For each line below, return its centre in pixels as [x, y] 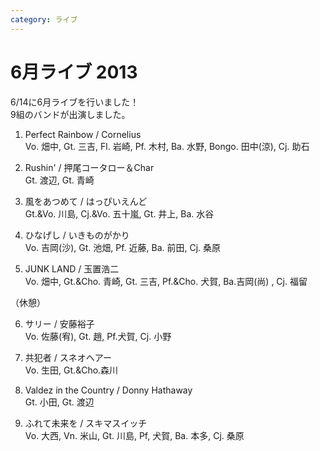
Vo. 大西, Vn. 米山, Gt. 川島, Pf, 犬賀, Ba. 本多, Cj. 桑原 [134, 435]
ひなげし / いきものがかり [77, 235]
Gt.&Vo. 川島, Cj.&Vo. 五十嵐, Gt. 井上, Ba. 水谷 [119, 213]
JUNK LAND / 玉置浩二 [72, 268]
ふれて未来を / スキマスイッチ [86, 423]
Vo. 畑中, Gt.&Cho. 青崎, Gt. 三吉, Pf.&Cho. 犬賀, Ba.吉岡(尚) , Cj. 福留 [166, 281]
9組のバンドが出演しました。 [70, 114]
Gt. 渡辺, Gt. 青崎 [59, 180]
